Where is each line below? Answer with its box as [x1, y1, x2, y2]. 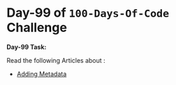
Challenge [6, 20, 68, 36]
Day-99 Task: [6, 42, 47, 51]
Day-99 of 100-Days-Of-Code [6, 5, 170, 21]
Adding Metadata [16, 70, 67, 78]
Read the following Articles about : [6, 56, 105, 64]
